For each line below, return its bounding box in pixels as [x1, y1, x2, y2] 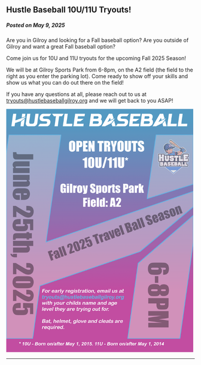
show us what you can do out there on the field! [6, 79, 124, 86]
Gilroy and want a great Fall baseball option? [6, 43, 115, 50]
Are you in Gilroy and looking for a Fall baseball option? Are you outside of [6, 37, 189, 44]
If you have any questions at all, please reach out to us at [6, 91, 147, 98]
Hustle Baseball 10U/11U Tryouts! [6, 5, 132, 15]
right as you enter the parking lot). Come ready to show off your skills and [6, 73, 188, 80]
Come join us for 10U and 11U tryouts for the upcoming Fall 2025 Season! [6, 55, 187, 62]
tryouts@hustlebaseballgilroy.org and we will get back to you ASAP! [6, 97, 173, 104]
